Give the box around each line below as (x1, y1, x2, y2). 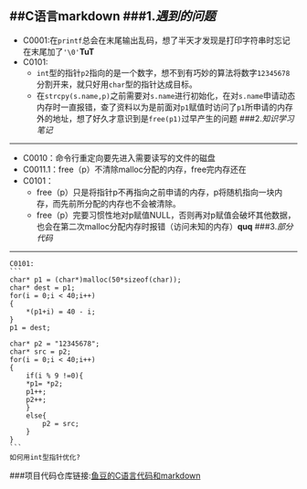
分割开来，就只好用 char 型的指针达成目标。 (36, 79, 198, 90)
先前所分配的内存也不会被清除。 (60, 197, 181, 208)
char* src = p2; (9, 346, 71, 356)
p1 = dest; (9, 323, 51, 332)
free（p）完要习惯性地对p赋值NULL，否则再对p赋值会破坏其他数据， (36, 209, 296, 220)
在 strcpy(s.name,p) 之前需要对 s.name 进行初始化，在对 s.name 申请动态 (36, 90, 296, 101)
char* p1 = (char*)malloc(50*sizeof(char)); (9, 275, 182, 284)
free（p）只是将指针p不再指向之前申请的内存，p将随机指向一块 (36, 186, 275, 197)
